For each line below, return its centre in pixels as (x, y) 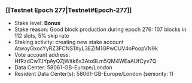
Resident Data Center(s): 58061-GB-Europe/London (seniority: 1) (94, 74)
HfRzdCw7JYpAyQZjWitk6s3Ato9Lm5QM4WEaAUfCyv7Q (85, 61)
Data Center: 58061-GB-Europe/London (63, 67)
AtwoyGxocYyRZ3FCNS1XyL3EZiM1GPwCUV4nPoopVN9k (86, 48)
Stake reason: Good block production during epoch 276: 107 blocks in (100, 29)
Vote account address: (42, 55)
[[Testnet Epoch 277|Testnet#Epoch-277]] (69, 10)
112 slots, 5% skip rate (42, 36)
